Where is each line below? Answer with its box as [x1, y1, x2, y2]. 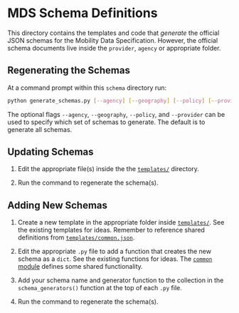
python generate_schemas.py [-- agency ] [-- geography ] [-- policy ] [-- [7, 97, 218, 104]
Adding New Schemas [7, 199, 108, 211]
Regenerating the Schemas [7, 64, 130, 76]
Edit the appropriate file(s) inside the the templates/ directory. [17, 165, 199, 173]
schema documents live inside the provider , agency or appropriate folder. [7, 43, 221, 52]
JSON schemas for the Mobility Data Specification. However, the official [7, 36, 218, 44]
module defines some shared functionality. [17, 262, 144, 271]
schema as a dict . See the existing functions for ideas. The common [17, 255, 213, 263]
